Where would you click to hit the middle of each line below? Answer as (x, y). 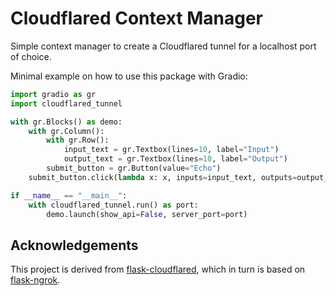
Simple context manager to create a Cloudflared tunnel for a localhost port (163, 46)
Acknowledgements (74, 245)
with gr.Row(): (78, 140)
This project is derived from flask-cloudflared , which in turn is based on (158, 269)
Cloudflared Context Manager (136, 18)
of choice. (31, 56)
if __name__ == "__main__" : (69, 195)
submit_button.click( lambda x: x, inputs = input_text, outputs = (163, 177)
